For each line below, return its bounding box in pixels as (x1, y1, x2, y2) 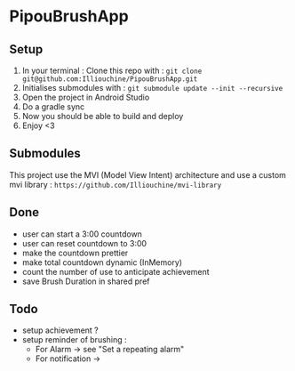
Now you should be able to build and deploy (21, 111, 184, 121)
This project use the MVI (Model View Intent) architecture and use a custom (9, 169, 287, 180)
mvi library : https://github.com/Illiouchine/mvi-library (9, 179, 222, 190)
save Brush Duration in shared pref (21, 276, 150, 286)
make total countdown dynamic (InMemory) (21, 256, 183, 268)
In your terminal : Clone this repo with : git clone (21, 65, 203, 76)
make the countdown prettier (21, 247, 129, 258)
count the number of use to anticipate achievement (21, 266, 211, 277)
